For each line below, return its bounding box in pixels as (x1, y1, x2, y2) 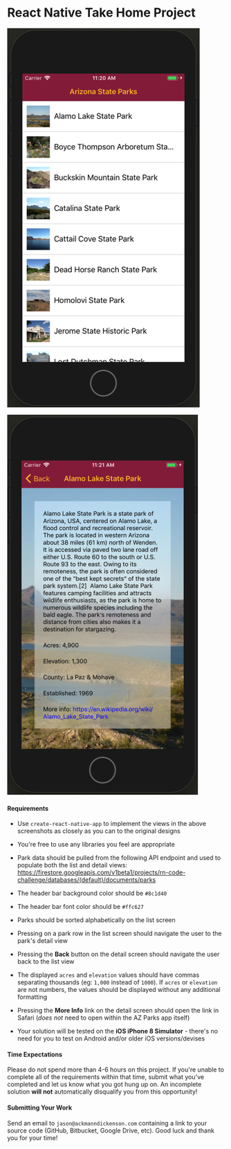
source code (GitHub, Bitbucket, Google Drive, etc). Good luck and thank (7, 1126, 214, 1134)
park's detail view (17, 937, 68, 945)
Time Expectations (7, 1050, 62, 1058)
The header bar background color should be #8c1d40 (17, 889, 167, 897)
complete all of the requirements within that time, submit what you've (7, 1073, 205, 1081)
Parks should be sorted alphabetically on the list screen (17, 916, 176, 924)
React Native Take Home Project (7, 5, 196, 21)
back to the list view (17, 957, 75, 966)
